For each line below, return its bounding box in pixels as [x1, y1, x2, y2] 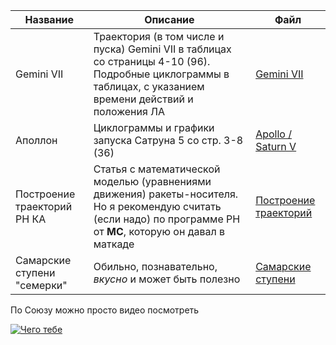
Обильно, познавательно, [93, 260, 218, 273]
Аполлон [15, 134, 58, 147]
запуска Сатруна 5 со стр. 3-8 [93, 134, 244, 147]
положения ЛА [93, 105, 166, 118]
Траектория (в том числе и [93, 30, 225, 43]
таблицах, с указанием [93, 80, 205, 93]
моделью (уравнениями [93, 175, 212, 188]
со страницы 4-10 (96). [93, 55, 211, 68]
